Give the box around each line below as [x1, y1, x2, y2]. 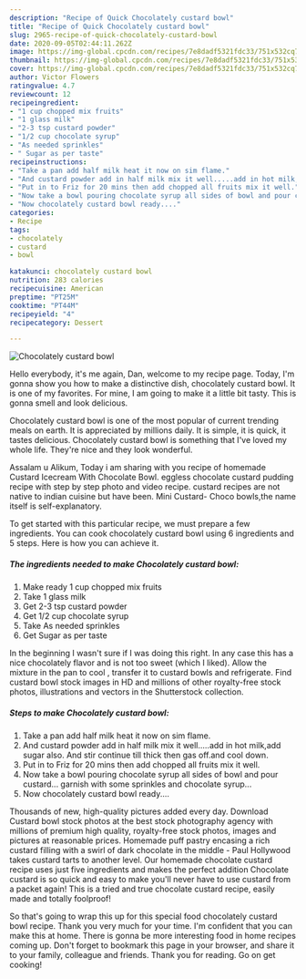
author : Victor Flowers [9, 73, 100, 82]
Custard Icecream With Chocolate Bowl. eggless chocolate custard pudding [9, 471, 294, 483]
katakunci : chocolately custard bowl [9, 267, 153, 276]
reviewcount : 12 [9, 89, 71, 98]
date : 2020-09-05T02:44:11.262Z [9, 38, 132, 48]
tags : [9, 225, 30, 234]
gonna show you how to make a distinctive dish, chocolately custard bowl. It [9, 378, 296, 389]
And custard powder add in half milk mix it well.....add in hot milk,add [22, 740, 281, 751]
